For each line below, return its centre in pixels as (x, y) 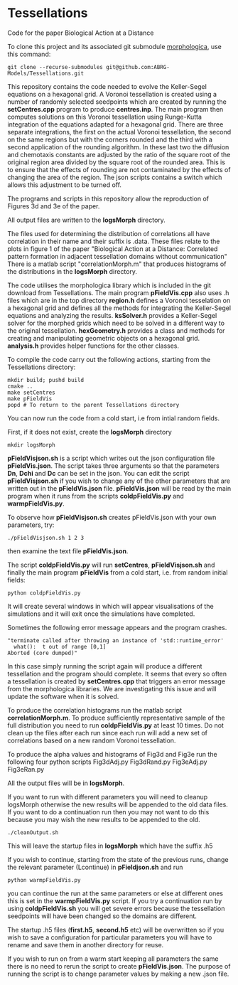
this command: (29, 54)
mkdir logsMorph (31, 445)
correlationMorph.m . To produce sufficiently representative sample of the (116, 718)
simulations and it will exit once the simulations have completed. (101, 614)
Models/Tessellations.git (45, 73)
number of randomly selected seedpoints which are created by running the (117, 102)
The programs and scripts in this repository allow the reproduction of (108, 198)
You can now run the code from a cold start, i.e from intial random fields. (114, 418)
